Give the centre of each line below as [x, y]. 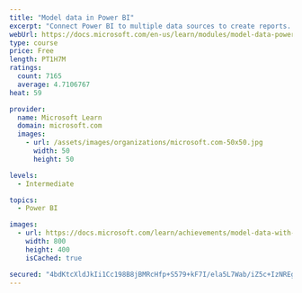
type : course [34, 43]
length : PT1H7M [38, 59]
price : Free [31, 51]
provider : [28, 109]
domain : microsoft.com [60, 126]
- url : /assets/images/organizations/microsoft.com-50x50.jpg [144, 143]
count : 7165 [40, 76]
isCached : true [54, 258]
